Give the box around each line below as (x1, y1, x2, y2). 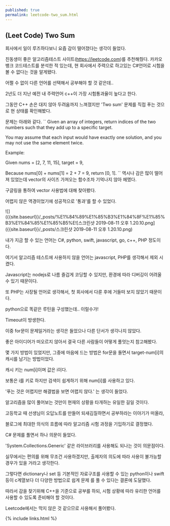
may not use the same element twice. (5, 140, 84, 146)
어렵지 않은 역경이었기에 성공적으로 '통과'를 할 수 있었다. (5, 198, 117, 204)
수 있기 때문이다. (5, 278, 38, 284)
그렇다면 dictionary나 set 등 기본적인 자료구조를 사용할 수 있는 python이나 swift (5, 471, 164, 477)
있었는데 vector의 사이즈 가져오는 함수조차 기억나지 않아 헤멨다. (10, 177, 137, 183)
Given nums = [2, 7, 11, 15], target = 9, (5, 159, 84, 166)
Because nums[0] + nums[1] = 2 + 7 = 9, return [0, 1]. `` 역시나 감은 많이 (5, 170, 154, 176)
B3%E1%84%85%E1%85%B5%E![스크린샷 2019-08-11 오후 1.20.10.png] (5, 220, 155, 226)
